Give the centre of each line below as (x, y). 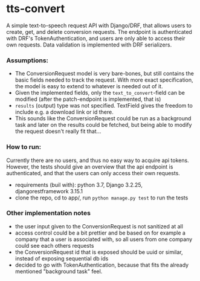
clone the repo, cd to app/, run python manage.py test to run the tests (102, 198)
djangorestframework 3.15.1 (49, 191)
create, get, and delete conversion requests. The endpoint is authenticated (99, 31)
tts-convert (36, 9)
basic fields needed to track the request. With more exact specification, (104, 80)
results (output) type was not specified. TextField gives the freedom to (104, 106)
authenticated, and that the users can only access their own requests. (93, 173)
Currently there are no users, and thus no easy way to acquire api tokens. (98, 160)
